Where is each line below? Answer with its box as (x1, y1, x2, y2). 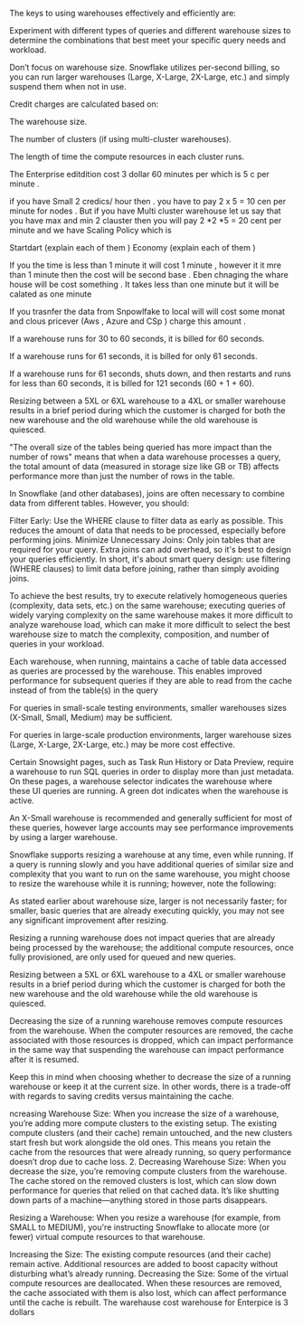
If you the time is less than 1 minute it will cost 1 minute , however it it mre (9, 260, 282, 270)
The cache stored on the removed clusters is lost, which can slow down (9, 1176, 278, 1186)
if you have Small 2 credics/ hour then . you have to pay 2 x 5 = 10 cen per (9, 196, 287, 206)
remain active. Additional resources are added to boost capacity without (9, 1259, 279, 1269)
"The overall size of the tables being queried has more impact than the (9, 442, 272, 452)
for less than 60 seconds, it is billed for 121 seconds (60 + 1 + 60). (9, 378, 255, 388)
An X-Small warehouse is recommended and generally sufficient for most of (9, 813, 293, 823)
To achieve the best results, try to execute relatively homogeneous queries (9, 591, 288, 601)
